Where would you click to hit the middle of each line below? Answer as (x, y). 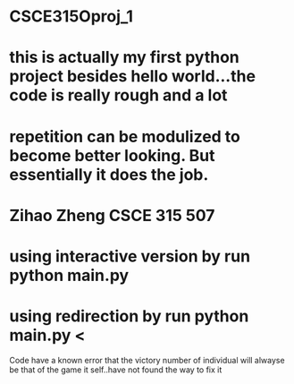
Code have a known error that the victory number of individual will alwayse (147, 360)
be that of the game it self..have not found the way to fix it (116, 370)
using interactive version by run (130, 256)
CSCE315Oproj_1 (71, 17)
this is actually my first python (124, 58)
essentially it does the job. (109, 174)
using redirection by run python (129, 316)
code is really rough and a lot (118, 95)
